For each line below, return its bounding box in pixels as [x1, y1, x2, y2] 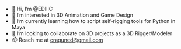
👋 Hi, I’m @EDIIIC [11, 6, 53, 12]
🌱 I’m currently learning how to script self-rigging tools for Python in [11, 18, 176, 24]
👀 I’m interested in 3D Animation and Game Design [11, 12, 133, 18]
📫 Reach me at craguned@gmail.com [11, 36, 103, 43]
